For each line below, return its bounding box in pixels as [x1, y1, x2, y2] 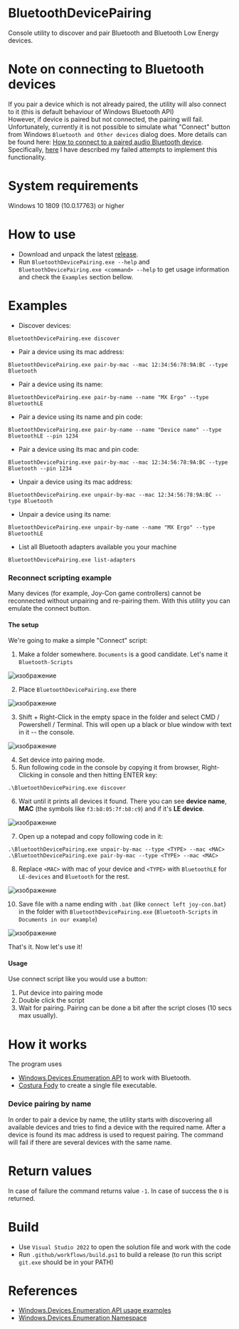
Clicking [18, 771, 43, 780]
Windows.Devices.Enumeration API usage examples [18, 1306, 171, 1315]
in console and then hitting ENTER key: [43, 771, 158, 780]
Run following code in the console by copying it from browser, [18, 763, 201, 772]
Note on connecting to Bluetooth [8, 61, 205, 78]
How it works [8, 1036, 87, 1053]
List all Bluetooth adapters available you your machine [18, 542, 177, 551]
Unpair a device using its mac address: [18, 477, 133, 486]
